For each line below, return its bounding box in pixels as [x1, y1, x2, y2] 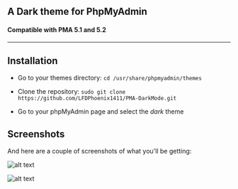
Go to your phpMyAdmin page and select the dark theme [17, 107, 184, 116]
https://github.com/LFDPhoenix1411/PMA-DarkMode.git [17, 95, 177, 102]
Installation [7, 55, 58, 67]
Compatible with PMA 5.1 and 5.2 [7, 25, 106, 34]
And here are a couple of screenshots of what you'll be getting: [7, 147, 192, 156]
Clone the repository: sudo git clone [17, 87, 126, 96]
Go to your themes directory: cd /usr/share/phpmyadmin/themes [17, 74, 202, 82]
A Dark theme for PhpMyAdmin [7, 6, 147, 18]
